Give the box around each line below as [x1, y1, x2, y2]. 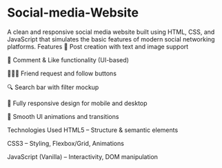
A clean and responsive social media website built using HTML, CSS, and [7, 28, 215, 36]
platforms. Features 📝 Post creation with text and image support [7, 42, 189, 50]
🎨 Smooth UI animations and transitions [7, 112, 119, 120]
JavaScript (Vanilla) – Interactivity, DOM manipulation [7, 152, 159, 160]
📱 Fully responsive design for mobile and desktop [7, 99, 148, 107]
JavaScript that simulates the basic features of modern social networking [7, 35, 215, 43]
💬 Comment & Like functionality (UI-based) [7, 55, 130, 64]
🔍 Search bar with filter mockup [7, 83, 99, 91]
